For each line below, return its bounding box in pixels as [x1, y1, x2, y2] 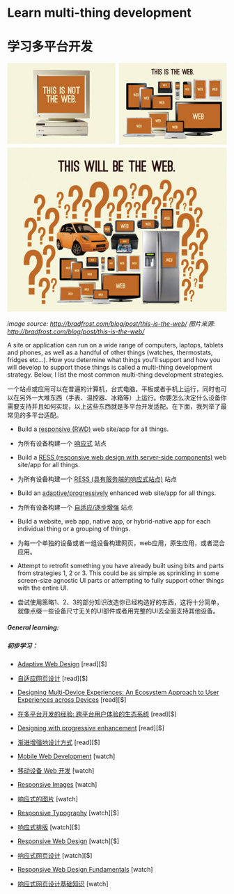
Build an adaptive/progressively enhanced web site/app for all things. [17, 489, 217, 497]
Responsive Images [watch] [17, 780, 97, 788]
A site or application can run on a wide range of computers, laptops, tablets [7, 341, 224, 350]
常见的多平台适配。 [7, 411, 63, 419]
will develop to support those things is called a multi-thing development [7, 363, 212, 372]
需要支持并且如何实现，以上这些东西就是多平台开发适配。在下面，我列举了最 [7, 402, 227, 411]
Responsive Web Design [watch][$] [17, 837, 120, 845]
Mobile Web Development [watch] [17, 752, 116, 760]
